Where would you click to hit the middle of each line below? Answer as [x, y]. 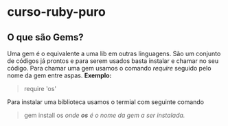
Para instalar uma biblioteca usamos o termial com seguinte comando [106, 102]
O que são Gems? [45, 37]
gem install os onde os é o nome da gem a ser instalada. [104, 115]
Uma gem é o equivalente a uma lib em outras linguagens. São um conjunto [114, 53]
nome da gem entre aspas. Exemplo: [59, 75]
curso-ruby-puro [57, 12]
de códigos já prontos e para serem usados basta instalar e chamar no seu [113, 61]
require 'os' [40, 89]
